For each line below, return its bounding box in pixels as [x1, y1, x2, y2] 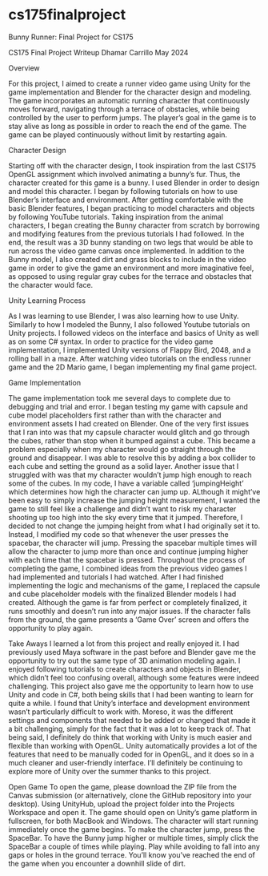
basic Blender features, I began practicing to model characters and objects [8, 203, 255, 213]
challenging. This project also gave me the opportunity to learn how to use [8, 681, 254, 691]
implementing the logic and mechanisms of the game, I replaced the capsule [8, 580, 261, 590]
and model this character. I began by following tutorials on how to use [8, 186, 238, 196]
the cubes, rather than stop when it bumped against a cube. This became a [8, 435, 256, 446]
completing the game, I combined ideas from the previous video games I [8, 563, 247, 573]
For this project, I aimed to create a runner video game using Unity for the [8, 79, 250, 88]
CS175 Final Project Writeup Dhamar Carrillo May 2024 [8, 47, 189, 57]
